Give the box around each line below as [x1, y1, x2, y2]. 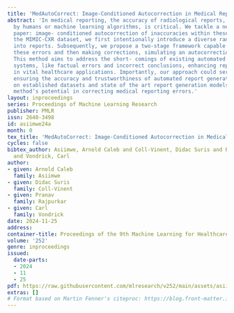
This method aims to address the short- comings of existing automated [13, 56, 226, 63]
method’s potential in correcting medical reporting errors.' [13, 88, 198, 95]
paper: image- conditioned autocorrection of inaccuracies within [13, 29, 210, 37]
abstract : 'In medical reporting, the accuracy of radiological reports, [7, 17, 226, 24]
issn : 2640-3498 [7, 114, 54, 121]
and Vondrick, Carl [13, 153, 70, 160]
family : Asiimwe [13, 172, 61, 179]
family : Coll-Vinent [13, 185, 73, 192]
